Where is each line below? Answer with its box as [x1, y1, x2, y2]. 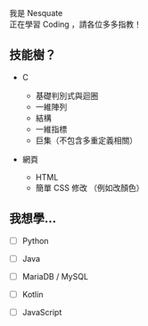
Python [21, 235, 49, 246]
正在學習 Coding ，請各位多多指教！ [9, 19, 143, 29]
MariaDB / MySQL [21, 271, 89, 281]
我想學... [9, 211, 57, 226]
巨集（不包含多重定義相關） [35, 135, 138, 146]
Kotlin [21, 288, 44, 299]
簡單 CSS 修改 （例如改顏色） [35, 182, 144, 193]
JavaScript [21, 306, 62, 317]
